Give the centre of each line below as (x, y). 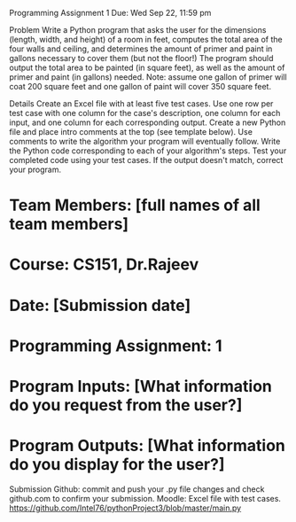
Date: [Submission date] (100, 305)
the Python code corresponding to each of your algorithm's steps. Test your (148, 151)
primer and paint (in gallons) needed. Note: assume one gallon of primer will (148, 77)
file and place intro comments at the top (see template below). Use (131, 132)
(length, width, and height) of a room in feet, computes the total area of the (146, 39)
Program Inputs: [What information (141, 386)
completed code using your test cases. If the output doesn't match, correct (146, 160)
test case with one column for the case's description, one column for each (145, 113)
